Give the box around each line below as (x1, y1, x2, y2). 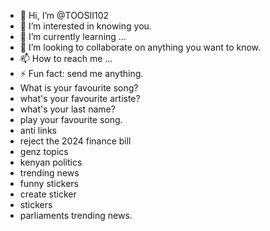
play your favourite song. (19, 114, 123, 125)
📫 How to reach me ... (19, 53, 113, 64)
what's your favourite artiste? (19, 93, 141, 104)
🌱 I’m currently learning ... (19, 31, 127, 42)
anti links (19, 125, 57, 136)
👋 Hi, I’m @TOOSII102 (19, 10, 110, 21)
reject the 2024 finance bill (19, 135, 132, 147)
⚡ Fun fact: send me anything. (19, 68, 144, 79)
